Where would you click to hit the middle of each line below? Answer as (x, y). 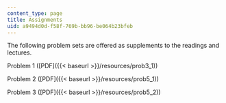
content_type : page (35, 13)
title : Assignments (35, 20)
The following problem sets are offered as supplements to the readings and (113, 46)
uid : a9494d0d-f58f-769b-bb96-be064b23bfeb (70, 26)
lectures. (20, 53)
